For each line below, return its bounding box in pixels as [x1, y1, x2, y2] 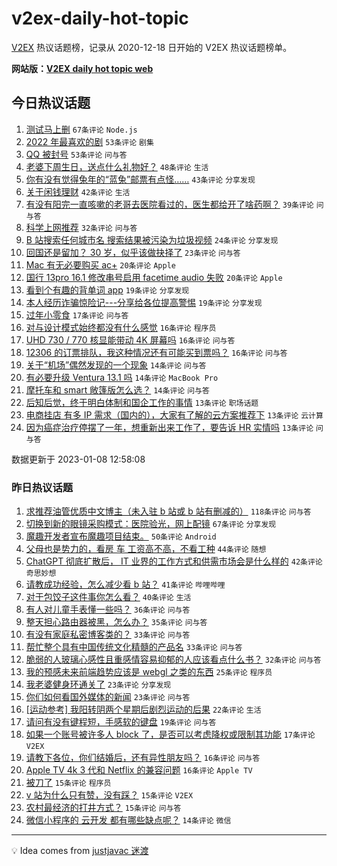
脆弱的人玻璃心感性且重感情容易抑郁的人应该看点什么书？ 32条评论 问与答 [25, 653, 322, 666]
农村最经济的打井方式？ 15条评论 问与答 [25, 802, 182, 814]
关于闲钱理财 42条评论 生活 [25, 185, 131, 197]
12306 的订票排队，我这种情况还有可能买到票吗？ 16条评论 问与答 [25, 346, 288, 358]
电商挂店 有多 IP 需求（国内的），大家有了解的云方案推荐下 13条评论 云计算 [25, 408, 324, 421]
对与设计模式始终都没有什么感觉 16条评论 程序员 [25, 321, 217, 333]
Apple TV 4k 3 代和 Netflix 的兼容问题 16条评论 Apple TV [25, 764, 253, 776]
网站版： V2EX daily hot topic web [11, 62, 154, 74]
